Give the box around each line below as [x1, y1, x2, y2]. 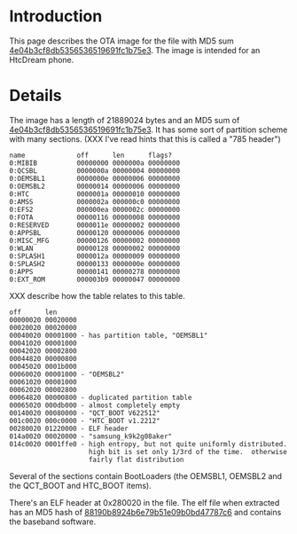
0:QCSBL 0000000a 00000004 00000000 [9, 166, 180, 175]
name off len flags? [9, 151, 173, 160]
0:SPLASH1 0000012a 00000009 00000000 [9, 251, 180, 261]
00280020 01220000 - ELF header [9, 424, 129, 433]
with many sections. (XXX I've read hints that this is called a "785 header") [9, 133, 281, 144]
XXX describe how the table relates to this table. [9, 290, 185, 301]
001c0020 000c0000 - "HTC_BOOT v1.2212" [9, 416, 161, 425]
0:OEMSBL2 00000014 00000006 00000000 [9, 182, 180, 191]
